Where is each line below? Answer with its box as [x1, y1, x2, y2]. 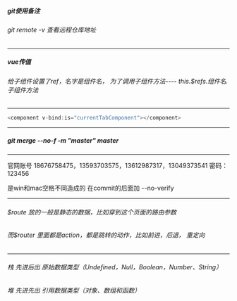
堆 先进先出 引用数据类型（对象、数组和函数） [7, 286, 141, 295]
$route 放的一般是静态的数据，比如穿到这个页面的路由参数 [7, 207, 177, 216]
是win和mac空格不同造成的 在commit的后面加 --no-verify [7, 184, 174, 192]
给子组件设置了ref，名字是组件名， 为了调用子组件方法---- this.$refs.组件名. [7, 77, 229, 85]
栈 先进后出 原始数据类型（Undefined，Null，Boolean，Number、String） [7, 263, 222, 271]
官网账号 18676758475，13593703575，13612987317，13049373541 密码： [7, 162, 228, 169]
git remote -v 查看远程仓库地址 [7, 25, 97, 34]
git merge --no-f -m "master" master [7, 136, 119, 144]
